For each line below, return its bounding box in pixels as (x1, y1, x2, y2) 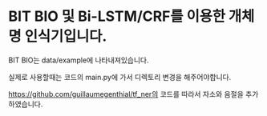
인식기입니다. (24, 27, 107, 46)
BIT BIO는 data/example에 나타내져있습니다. (8, 55, 149, 65)
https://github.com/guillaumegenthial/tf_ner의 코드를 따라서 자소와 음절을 (8, 89, 245, 98)
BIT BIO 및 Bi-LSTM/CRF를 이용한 (8, 7, 226, 26)
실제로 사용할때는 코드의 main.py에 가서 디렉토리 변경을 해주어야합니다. (8, 72, 232, 82)
